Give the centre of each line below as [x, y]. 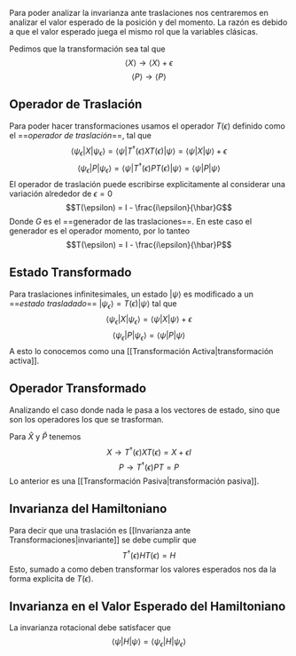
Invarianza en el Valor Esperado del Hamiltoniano [148, 606]
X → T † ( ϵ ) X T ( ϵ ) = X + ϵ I [149, 451]
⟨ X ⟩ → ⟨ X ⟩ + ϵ [149, 63]
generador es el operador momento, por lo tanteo [100, 231]
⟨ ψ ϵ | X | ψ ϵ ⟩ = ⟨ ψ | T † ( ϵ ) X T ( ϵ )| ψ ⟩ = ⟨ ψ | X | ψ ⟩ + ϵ [149, 151]
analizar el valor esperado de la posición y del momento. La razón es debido [148, 22]
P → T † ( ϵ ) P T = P [149, 467]
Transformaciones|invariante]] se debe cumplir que [103, 540]
